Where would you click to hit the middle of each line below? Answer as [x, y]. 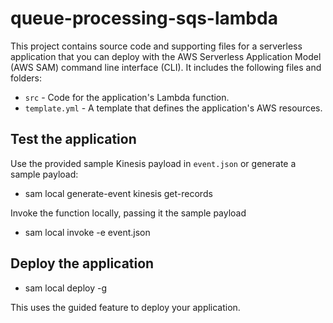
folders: [26, 78]
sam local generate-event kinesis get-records [118, 193]
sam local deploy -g [66, 288]
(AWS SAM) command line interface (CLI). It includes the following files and [166, 67]
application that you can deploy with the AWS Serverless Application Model [166, 56]
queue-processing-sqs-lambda [144, 18]
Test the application [73, 139]
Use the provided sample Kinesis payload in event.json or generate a [153, 163]
